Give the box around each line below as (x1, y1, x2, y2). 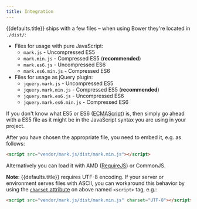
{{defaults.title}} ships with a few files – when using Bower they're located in (6, 25, 191, 32)
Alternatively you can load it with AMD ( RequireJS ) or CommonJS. (6, 162, 166, 169)
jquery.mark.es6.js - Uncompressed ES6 (23, 92, 124, 99)
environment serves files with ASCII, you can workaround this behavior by (6, 180, 185, 187)
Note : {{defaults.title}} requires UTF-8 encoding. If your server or (6, 173, 164, 180)
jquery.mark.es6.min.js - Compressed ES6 (23, 98, 129, 106)
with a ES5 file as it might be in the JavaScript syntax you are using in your (6, 116, 186, 123)
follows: (6, 140, 25, 147)
